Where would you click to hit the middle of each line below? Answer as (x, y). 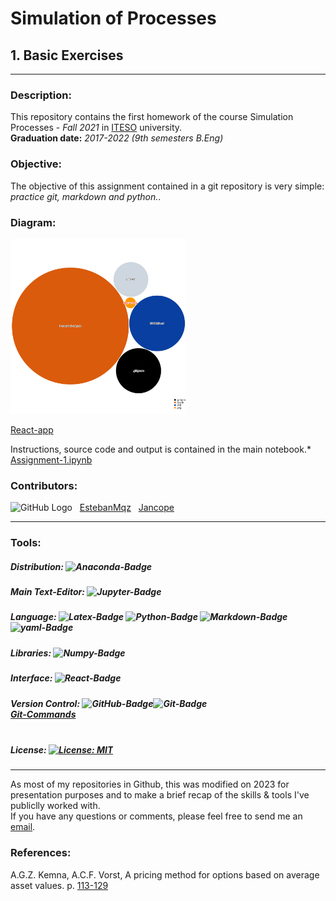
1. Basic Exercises (67, 55)
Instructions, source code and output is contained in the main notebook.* (161, 449)
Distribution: (37, 566)
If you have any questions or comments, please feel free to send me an (156, 816)
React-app (32, 429)
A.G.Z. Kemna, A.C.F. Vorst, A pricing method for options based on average (165, 874)
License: (28, 749)
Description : (41, 95)
